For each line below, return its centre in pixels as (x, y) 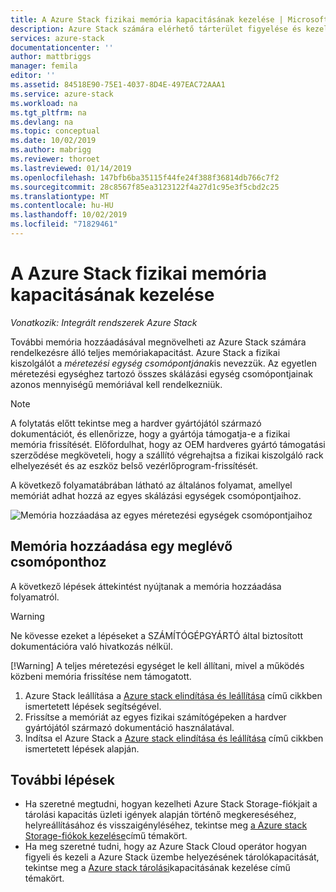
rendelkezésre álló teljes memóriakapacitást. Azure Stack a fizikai (145, 352)
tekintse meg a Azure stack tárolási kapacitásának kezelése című (157, 868)
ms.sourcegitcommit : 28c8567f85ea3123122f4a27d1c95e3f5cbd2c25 (145, 187)
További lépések (62, 780)
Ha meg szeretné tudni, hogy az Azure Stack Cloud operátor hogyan (166, 847)
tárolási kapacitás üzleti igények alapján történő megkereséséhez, (160, 815)
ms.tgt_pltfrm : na (48, 112)
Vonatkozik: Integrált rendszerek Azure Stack (104, 322)
